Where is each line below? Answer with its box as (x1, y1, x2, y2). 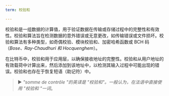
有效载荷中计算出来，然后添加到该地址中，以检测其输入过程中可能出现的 (5, 62, 155, 68)
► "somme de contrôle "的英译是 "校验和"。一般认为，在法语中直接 (17, 79, 157, 85)
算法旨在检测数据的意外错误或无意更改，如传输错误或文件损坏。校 (27, 32, 164, 38)
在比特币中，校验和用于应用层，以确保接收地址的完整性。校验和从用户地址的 (5, 56, 164, 62)
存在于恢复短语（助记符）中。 (31, 68, 94, 74)
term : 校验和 (5, 7, 30, 13)
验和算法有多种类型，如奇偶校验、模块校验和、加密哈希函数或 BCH (5, 39, 144, 45)
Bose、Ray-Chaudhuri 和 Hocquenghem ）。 (10, 45, 101, 51)
